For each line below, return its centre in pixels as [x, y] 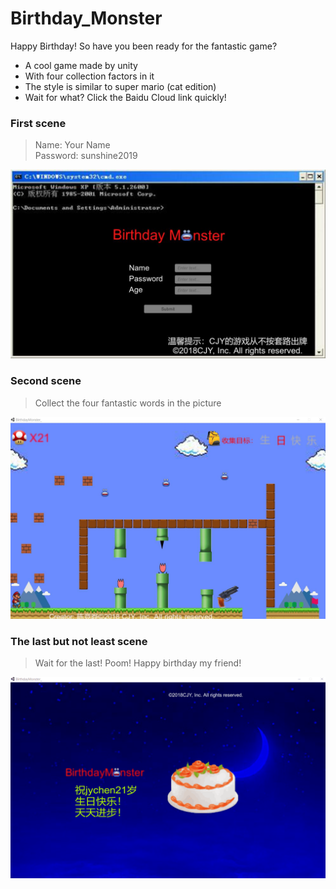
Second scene [46, 381]
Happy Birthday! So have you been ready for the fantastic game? [144, 46]
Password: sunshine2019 [86, 156]
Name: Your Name [72, 145]
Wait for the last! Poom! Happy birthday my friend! [138, 663]
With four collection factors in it [89, 76]
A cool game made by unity [81, 65]
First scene [38, 123]
